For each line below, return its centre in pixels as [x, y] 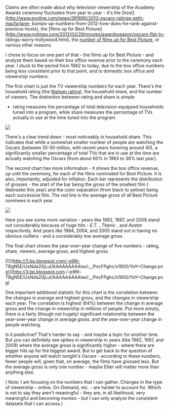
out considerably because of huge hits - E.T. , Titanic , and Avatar [74, 225]
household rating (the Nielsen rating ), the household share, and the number [84, 91]
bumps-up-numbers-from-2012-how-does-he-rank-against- [95, 23]
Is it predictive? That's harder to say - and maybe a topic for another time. [82, 334]
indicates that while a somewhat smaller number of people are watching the [84, 142]
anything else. [20, 372]
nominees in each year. [30, 200]
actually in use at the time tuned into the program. [65, 118]
